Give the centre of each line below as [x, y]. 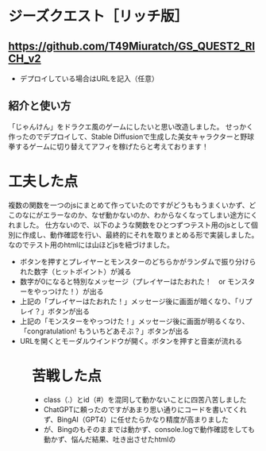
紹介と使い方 [40, 106]
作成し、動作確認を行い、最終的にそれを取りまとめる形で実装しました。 [140, 234]
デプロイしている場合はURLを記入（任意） [89, 79]
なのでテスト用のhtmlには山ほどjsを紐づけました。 [91, 245]
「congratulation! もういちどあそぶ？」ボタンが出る [104, 331]
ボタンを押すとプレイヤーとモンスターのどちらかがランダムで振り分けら [138, 261]
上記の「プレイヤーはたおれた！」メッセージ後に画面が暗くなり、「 [129, 301]
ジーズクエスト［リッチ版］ [98, 16]
